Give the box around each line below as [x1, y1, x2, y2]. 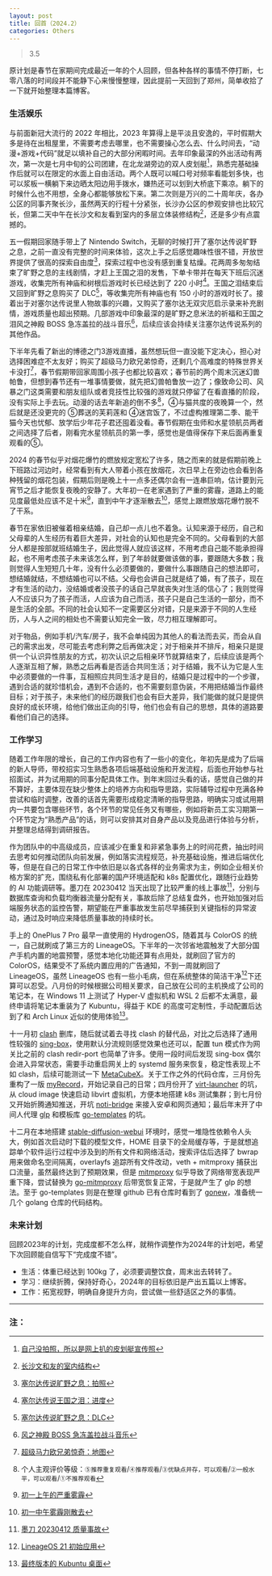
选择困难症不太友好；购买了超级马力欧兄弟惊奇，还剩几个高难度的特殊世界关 [9, 356, 264, 366]
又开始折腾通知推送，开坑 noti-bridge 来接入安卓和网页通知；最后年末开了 [9, 1099, 256, 1109]
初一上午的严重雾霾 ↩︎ [20, 1490, 94, 1500]
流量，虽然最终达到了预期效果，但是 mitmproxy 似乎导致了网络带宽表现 [15, 1167, 253, 1177]
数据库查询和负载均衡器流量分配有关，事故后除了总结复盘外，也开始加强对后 [9, 892, 264, 902]
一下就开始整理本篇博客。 [9, 86, 94, 95]
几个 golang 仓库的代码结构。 [9, 1197, 107, 1207]
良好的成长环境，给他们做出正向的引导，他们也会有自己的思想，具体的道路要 [9, 702, 264, 711]
